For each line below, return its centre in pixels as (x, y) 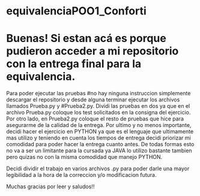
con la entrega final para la (74, 64)
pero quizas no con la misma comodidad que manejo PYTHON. (84, 157)
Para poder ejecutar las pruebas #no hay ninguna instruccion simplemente (98, 94)
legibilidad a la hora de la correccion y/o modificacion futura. (81, 175)
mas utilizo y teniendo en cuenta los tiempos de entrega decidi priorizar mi (98, 138)
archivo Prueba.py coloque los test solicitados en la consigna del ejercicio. (98, 113)
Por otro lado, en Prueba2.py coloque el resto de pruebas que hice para (95, 119)
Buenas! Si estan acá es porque (86, 39)
